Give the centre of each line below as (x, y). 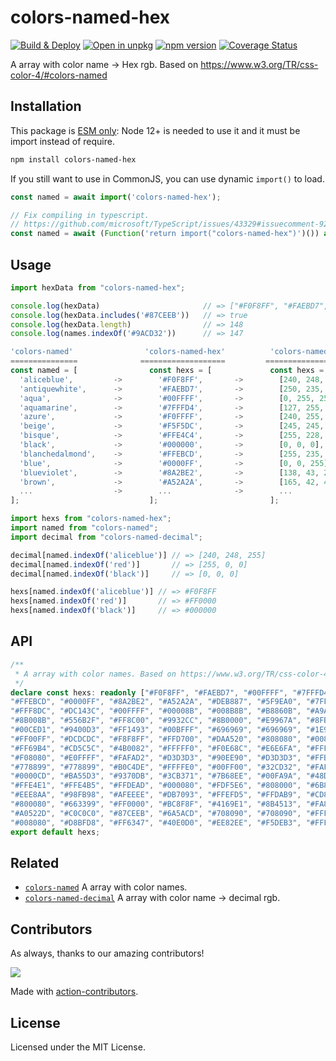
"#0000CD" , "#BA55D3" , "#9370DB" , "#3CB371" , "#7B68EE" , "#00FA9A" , (156, 776)
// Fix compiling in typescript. (80, 215)
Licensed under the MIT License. (78, 1047)
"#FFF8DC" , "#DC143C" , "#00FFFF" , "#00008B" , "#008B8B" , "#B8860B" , (156, 711)
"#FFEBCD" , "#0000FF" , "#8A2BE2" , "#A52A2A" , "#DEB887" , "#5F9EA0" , (156, 702)
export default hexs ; (55, 832)
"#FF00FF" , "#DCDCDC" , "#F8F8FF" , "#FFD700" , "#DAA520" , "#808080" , (156, 739)
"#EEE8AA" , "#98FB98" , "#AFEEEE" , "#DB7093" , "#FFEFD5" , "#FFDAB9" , (156, 795)
